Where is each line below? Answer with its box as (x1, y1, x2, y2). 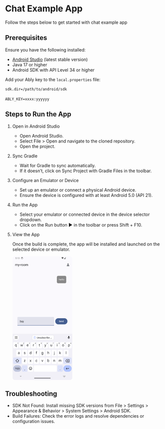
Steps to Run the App (5, 110, 71, 119)
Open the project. (19, 143, 56, 149)
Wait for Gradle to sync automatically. (19, 162, 96, 168)
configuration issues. (12, 419, 55, 425)
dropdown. (19, 216, 42, 223)
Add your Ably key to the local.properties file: (5, 76, 101, 82)
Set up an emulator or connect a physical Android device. (19, 187, 136, 193)
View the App (12, 231, 40, 238)
